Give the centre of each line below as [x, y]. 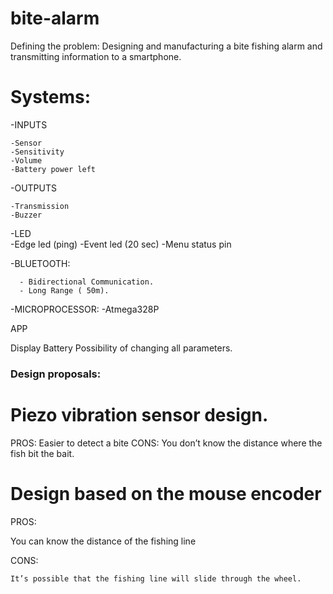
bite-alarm [55, 18]
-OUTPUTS [33, 188]
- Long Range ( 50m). [64, 290]
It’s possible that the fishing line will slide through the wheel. [156, 578]
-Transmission [40, 206]
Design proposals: [56, 374]
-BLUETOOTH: [40, 263]
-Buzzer [26, 215]
